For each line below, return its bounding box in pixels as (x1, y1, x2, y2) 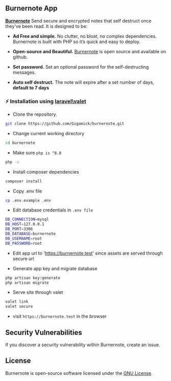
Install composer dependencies (12, 168, 79, 175)
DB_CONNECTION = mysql (5, 217, 50, 222)
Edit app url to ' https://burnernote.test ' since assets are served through (12, 250, 163, 256)
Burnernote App (5, 4, 58, 13)
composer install (5, 179, 42, 184)
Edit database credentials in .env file (12, 207, 93, 213)
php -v (5, 159, 19, 164)
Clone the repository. (12, 111, 57, 117)
